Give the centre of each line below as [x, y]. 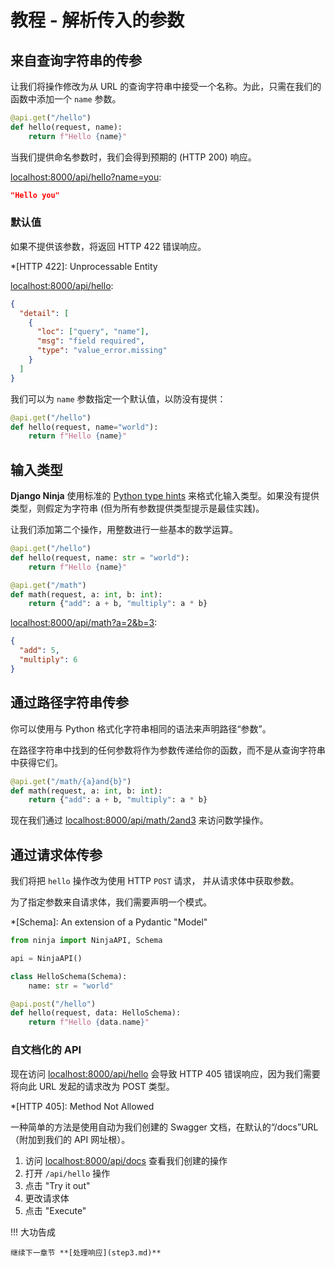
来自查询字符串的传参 [76, 60]
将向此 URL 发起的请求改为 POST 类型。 [92, 1086]
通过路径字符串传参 [69, 702]
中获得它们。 [36, 762]
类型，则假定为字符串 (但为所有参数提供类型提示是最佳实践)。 [137, 508]
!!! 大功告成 [33, 1232]
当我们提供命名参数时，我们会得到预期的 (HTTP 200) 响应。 [133, 157]
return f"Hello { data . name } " [89, 1022]
